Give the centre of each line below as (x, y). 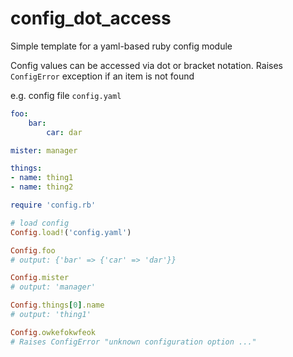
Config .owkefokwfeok (53, 332)
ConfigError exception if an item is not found (102, 76)
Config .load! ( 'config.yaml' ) (71, 232)
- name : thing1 (42, 178)
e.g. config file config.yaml (66, 95)
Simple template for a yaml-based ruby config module (121, 46)
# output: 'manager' (53, 287)
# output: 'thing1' (51, 315)
